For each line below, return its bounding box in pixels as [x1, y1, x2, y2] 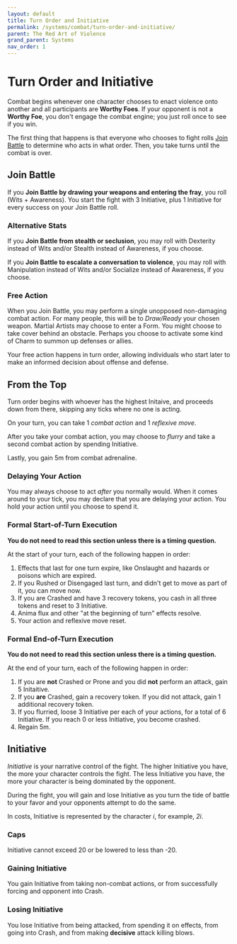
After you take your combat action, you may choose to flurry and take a [7, 433, 216, 441]
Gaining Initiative [7, 863, 67, 873]
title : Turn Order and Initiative [7, 17, 110, 24]
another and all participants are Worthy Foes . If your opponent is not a [7, 104, 214, 113]
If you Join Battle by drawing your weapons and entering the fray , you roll [7, 188, 227, 196]
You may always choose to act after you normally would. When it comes [7, 487, 218, 496]
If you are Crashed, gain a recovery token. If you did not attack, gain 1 [17, 693, 221, 701]
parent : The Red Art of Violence [7, 30, 106, 38]
